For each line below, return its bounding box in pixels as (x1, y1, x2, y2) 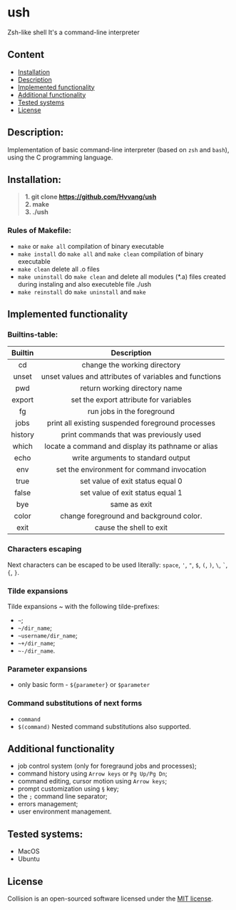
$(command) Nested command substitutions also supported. (17, 722, 191, 731)
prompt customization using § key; (17, 784, 119, 793)
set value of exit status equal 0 (79, 476, 183, 486)
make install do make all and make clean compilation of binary (17, 249, 204, 258)
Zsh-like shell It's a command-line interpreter (7, 28, 140, 36)
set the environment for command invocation (56, 465, 207, 475)
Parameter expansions (7, 664, 88, 674)
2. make (24, 200, 50, 209)
